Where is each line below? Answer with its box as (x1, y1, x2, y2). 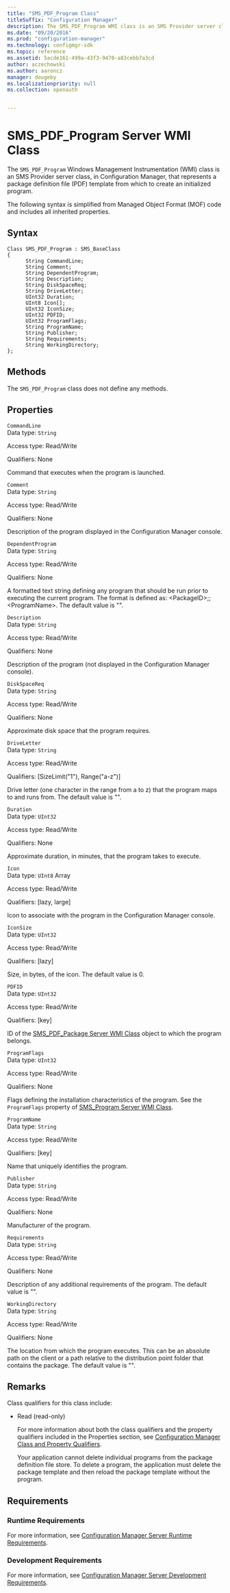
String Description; (25, 275, 84, 282)
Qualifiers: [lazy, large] (7, 898, 71, 906)
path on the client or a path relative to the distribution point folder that (7, 1354, 204, 1362)
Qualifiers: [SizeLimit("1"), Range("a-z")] (7, 772, 121, 780)
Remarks (7, 1381, 47, 1392)
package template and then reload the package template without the (16, 1468, 211, 1477)
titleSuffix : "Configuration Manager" (7, 16, 118, 23)
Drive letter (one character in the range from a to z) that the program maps (7, 785, 218, 793)
